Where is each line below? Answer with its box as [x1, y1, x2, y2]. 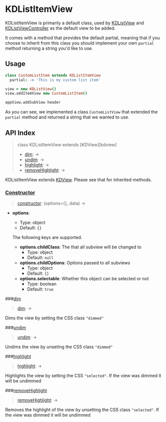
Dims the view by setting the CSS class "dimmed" [5, 315, 104, 321]
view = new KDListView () [5, 86, 56, 91]
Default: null [27, 254, 54, 261]
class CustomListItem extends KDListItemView [5, 73, 101, 78]
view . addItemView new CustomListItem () [5, 91, 88, 96]
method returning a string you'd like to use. [5, 45, 93, 51]
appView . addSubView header [5, 100, 61, 105]
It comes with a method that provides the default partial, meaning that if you [5, 35, 160, 41]
